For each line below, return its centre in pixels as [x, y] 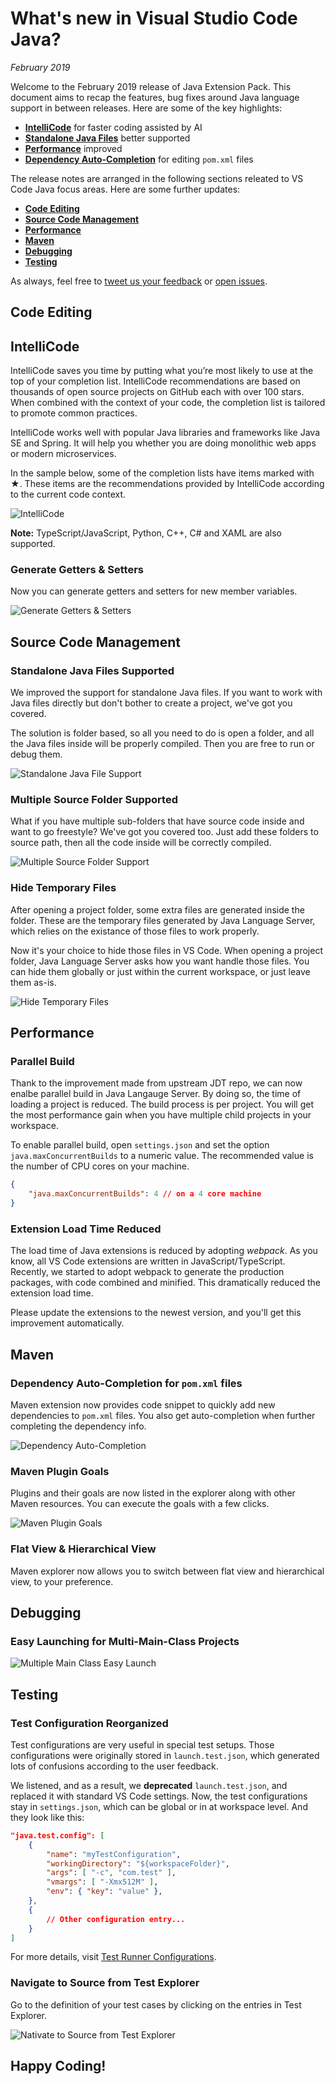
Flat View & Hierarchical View [83, 1549]
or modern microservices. [63, 454]
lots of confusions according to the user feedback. [114, 1766]
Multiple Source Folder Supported [94, 800]
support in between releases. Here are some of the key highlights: [146, 108]
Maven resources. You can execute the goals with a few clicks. [140, 1504]
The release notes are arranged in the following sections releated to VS [157, 178]
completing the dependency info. [78, 1426]
